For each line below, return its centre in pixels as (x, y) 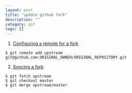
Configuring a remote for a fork (46, 43)
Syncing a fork (28, 67)
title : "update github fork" (36, 15)
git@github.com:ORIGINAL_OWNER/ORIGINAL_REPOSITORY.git (66, 57)
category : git (20, 24)
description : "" (23, 19)
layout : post (19, 10)
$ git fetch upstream (28, 76)
